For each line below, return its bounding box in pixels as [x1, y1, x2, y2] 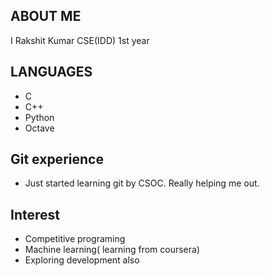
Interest [10, 206, 60, 223]
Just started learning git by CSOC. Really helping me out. [24, 177, 260, 189]
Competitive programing [24, 233, 126, 245]
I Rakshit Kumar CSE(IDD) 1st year [10, 34, 150, 46]
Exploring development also [24, 254, 140, 266]
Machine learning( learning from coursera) [24, 244, 200, 256]
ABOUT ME [10, 8, 82, 25]
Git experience [10, 151, 104, 168]
